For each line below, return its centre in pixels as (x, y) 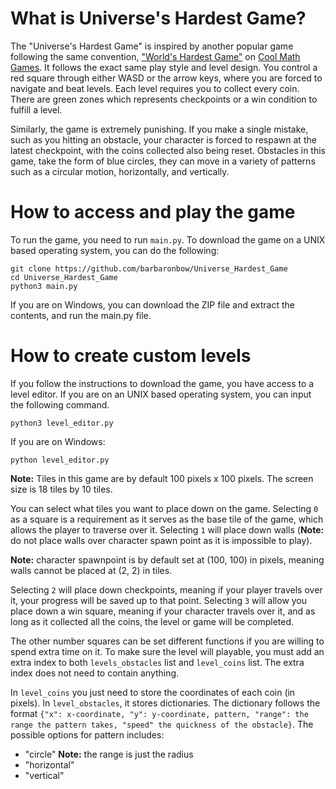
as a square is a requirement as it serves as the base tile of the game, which (167, 519)
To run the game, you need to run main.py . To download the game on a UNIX (168, 239)
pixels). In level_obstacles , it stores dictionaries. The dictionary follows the (165, 703)
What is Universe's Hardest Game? (158, 18)
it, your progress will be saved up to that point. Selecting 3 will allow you (159, 600)
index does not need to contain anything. (95, 673)
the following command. (60, 404)
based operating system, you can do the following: (115, 250)
